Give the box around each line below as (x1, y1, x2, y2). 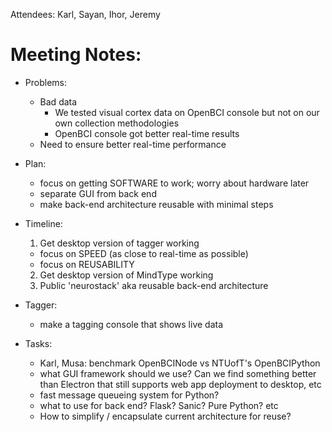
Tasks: (24, 337, 53, 349)
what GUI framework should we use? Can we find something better (39, 367, 317, 379)
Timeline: (24, 217, 63, 229)
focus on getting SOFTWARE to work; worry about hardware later (39, 177, 310, 189)
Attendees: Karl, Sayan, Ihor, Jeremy (10, 9, 161, 20)
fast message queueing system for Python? (39, 389, 220, 401)
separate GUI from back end (39, 187, 157, 199)
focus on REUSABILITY (39, 258, 135, 270)
